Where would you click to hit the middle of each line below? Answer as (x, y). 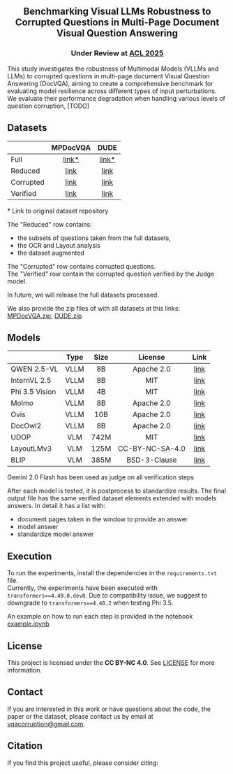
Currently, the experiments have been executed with (83, 588)
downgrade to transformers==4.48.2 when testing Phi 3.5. (90, 603)
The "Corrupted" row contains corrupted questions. (82, 266)
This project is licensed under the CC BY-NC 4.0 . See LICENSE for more (111, 662)
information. (25, 670)
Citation (25, 746)
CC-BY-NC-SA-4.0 (152, 449)
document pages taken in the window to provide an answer (103, 519)
